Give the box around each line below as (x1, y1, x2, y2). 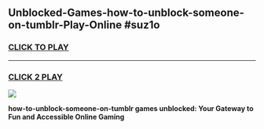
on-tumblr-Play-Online (8, 19, 123, 32)
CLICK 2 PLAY (8, 71, 63, 82)
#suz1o (124, 19, 160, 32)
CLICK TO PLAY (8, 42, 69, 53)
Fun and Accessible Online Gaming (8, 112, 125, 121)
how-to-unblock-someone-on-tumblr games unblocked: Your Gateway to (8, 103, 254, 113)
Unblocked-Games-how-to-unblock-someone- (8, 6, 245, 20)
